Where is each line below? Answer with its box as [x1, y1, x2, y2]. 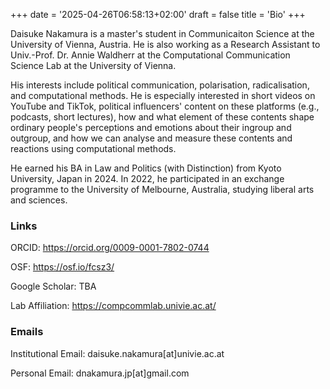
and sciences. [10, 194, 68, 206]
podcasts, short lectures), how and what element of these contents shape [10, 111, 315, 123]
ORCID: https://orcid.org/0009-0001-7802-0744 [10, 242, 210, 254]
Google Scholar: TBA [10, 280, 97, 293]
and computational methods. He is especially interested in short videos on [10, 90, 316, 101]
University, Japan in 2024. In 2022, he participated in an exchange [10, 173, 285, 184]
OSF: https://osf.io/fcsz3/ [10, 261, 115, 273]
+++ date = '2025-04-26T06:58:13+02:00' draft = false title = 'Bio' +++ [10, 9, 306, 20]
